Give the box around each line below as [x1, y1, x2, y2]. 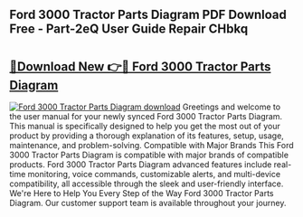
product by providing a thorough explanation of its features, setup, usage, [9, 130, 285, 141]
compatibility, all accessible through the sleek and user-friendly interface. [9, 178, 284, 189]
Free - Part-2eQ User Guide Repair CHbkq [9, 22, 249, 37]
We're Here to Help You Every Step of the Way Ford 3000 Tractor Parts [9, 188, 274, 198]
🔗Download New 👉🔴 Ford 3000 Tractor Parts [9, 59, 271, 74]
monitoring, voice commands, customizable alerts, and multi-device [27, 169, 281, 179]
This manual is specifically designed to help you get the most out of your [9, 121, 280, 131]
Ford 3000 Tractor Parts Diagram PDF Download [9, 7, 288, 23]
